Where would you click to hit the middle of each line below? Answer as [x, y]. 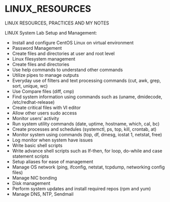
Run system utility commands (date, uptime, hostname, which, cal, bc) [86, 124]
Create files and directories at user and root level [63, 53]
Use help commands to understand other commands [67, 70]
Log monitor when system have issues [52, 140]
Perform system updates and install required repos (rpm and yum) [81, 188]
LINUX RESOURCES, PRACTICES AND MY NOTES [57, 23]
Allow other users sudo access [45, 113]
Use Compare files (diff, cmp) [43, 91]
